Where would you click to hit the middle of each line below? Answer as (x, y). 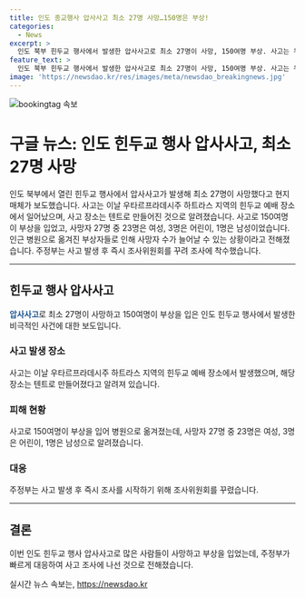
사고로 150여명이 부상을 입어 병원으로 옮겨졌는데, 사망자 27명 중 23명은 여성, (145, 432)
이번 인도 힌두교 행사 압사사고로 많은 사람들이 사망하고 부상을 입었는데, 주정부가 (150, 553)
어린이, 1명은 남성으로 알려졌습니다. (81, 443)
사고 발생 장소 (38, 351)
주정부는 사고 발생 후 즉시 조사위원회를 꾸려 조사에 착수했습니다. (148, 250)
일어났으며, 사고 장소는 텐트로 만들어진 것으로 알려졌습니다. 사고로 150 (150, 216)
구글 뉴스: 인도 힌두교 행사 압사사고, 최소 (150, 144)
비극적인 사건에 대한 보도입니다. (65, 325)
